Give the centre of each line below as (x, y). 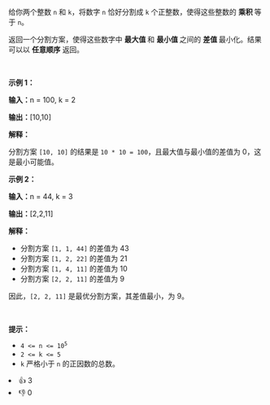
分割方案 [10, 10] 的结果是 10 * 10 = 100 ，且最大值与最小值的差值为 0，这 (135, 152)
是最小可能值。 (33, 162)
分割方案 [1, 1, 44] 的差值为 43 (74, 248)
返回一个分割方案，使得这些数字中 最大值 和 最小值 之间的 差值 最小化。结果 (135, 39)
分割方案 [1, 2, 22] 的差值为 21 (74, 258)
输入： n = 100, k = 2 (42, 100)
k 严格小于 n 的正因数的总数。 (70, 364)
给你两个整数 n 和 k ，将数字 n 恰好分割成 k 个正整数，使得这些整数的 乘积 (131, 12)
